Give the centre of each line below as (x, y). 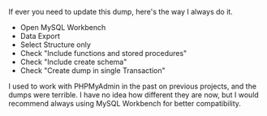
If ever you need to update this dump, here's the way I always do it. (121, 12)
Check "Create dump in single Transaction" (93, 71)
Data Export (40, 36)
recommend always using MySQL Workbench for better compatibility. (125, 103)
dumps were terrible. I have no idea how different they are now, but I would (134, 95)
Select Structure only (56, 45)
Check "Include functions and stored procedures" (103, 53)
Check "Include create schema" (73, 62)
